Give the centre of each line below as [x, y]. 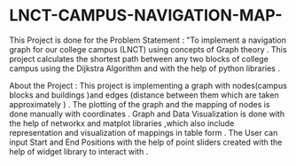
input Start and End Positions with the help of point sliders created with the [146, 142]
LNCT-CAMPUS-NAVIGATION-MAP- [146, 16]
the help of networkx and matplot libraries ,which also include [122, 123]
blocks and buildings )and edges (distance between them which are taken [144, 95]
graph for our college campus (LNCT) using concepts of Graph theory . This [148, 49]
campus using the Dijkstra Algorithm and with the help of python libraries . [145, 68]
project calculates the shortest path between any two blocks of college [139, 59]
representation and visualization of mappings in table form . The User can [144, 132]
